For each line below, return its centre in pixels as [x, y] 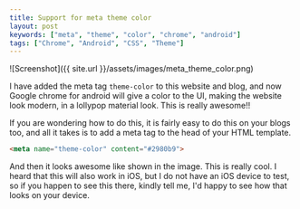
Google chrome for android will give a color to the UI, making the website [146, 96]
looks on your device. [50, 195]
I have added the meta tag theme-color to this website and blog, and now [146, 86]
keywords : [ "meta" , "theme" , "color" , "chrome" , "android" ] [126, 34]
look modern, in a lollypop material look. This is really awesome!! [130, 106]
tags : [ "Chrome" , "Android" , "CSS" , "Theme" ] [97, 43]
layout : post [34, 26]
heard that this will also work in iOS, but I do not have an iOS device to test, [150, 176]
